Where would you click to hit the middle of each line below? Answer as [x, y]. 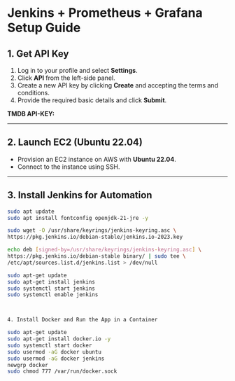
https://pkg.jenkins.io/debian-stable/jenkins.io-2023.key [95, 237]
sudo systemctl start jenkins [51, 289]
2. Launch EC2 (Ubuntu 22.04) [75, 143]
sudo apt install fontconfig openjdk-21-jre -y [78, 218]
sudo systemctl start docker [50, 345]
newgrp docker [28, 365]
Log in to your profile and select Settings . [77, 70]
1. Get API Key [38, 54]
